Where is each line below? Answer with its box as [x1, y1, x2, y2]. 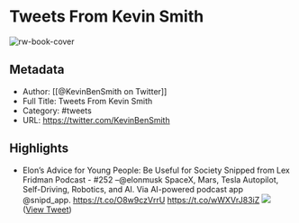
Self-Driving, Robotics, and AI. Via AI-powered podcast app [22, 183, 244, 194]
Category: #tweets [22, 105, 92, 116]
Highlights [9, 141, 69, 156]
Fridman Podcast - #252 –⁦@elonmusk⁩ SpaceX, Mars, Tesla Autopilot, [22, 174, 279, 185]
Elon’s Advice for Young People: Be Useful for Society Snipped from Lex [22, 165, 291, 175]
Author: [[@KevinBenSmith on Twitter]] [22, 85, 168, 96]
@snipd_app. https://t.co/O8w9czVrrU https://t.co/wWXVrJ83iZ [22, 194, 260, 205]
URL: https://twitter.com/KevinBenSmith [22, 114, 170, 125]
